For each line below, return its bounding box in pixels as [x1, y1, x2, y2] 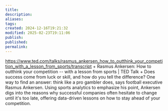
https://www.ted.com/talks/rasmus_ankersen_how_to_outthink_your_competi [5, 58, 163, 64]
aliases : [5, 16, 23, 21]
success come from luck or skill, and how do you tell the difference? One [5, 74, 155, 80]
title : [5, 7, 19, 12]
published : [5, 40, 28, 45]
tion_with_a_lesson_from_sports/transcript [5, 63, 92, 69]
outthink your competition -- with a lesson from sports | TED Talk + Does [5, 68, 155, 75]
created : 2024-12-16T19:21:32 [5, 26, 68, 31]
